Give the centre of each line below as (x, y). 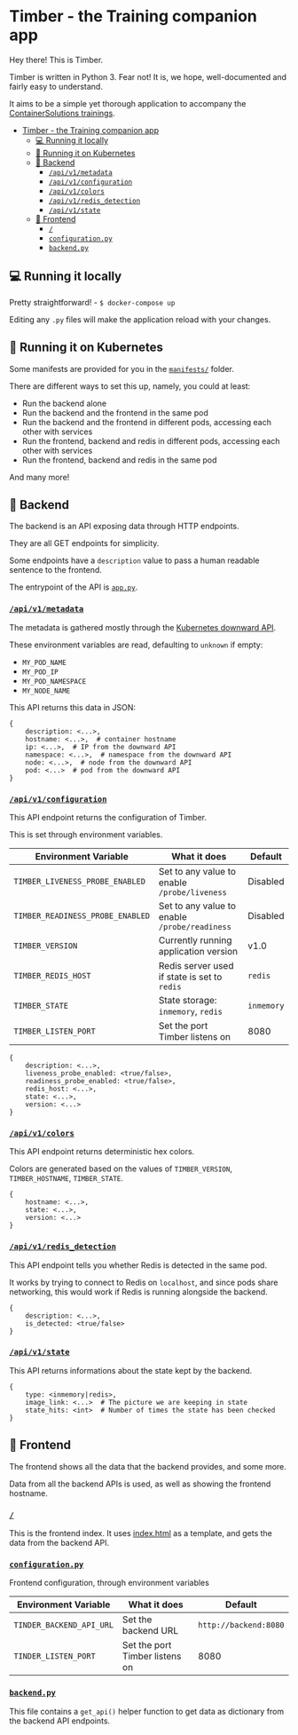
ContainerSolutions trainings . (62, 113)
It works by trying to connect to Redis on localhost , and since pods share (144, 1282)
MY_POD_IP (40, 672)
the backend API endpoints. (60, 1721)
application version (198, 951)
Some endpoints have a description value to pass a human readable (134, 560)
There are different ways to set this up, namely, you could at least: (130, 386)
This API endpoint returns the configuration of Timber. (108, 817)
